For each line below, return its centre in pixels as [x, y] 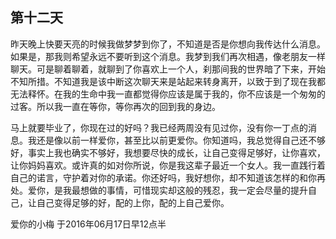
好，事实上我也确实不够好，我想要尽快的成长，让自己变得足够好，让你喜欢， [168, 152]
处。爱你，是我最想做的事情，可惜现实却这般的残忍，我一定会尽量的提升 [159, 190]
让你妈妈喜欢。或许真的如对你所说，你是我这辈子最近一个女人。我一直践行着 [168, 165]
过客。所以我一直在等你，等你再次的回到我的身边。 [115, 106]
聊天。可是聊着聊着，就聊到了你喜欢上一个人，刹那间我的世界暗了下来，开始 [168, 69]
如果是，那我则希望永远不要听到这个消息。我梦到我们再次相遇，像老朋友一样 [168, 56]
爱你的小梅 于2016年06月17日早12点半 [88, 224]
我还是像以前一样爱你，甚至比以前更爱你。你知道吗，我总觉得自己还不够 [176, 140]
